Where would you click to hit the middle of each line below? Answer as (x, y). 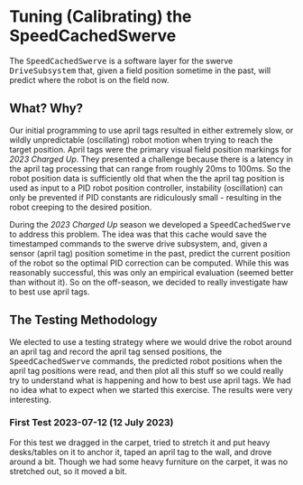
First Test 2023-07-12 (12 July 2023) (92, 423)
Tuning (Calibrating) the (101, 17)
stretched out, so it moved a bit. (69, 471)
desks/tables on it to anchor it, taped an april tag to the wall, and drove (141, 452)
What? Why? (46, 109)
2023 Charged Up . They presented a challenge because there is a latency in (151, 159)
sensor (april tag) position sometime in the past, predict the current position (150, 253)
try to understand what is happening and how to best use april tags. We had (150, 380)
